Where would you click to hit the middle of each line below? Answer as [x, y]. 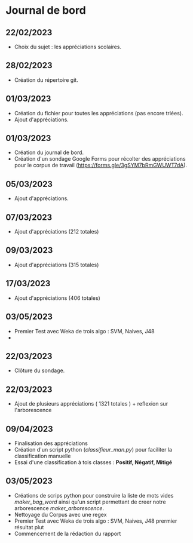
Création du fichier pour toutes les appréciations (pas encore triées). [99, 113]
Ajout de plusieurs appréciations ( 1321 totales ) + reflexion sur [91, 404]
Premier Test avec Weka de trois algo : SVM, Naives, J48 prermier [96, 521]
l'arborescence [33, 410]
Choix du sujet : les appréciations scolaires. [68, 47]
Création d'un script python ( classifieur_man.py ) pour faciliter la [93, 449]
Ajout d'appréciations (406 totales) [57, 298]
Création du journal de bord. [49, 152]
